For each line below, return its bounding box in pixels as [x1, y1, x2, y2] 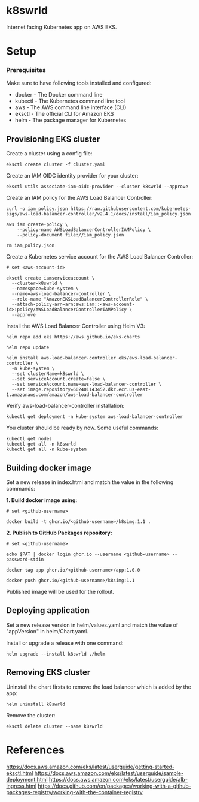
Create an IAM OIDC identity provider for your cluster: [6, 172, 139, 179]
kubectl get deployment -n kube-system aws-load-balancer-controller [6, 414, 183, 420]
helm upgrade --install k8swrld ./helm [6, 651, 106, 657]
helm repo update [6, 344, 50, 351]
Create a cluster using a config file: [6, 150, 93, 157]
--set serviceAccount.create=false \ [11, 376, 106, 382]
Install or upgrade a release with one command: [6, 639, 124, 647]
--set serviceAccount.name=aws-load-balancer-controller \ [11, 382, 162, 388]
